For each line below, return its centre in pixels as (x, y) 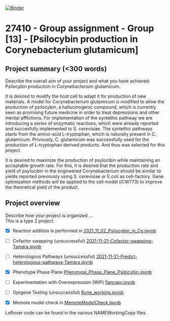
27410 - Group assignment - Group (80, 28)
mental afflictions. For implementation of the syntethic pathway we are (79, 118)
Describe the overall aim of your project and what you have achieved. (78, 81)
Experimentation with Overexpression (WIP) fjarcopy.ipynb (74, 282)
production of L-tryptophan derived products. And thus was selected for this (85, 145)
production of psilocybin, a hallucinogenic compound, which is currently (81, 107)
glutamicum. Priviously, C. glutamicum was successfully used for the (77, 139)
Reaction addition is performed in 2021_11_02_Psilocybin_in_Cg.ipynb (84, 230)
